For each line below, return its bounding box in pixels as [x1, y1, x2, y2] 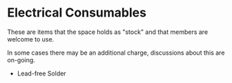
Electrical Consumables [7, 5, 147, 21]
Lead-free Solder [17, 69, 67, 77]
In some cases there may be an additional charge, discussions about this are [7, 48, 225, 57]
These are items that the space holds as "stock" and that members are [7, 28, 209, 36]
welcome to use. [7, 35, 55, 43]
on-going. [7, 55, 36, 64]
